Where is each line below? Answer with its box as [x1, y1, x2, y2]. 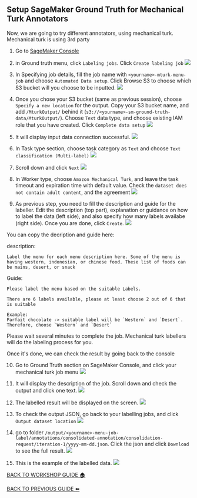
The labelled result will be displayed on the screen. [15, 399, 139, 406]
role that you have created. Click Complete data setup [15, 121, 146, 128]
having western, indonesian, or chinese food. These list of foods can [6, 259, 186, 265]
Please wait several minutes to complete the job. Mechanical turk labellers [6, 332, 186, 339]
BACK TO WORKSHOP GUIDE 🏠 [6, 471, 86, 478]
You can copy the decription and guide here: [6, 231, 115, 238]
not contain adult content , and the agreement [15, 189, 131, 196]
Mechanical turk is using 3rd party [6, 35, 90, 43]
